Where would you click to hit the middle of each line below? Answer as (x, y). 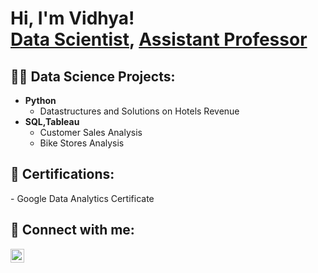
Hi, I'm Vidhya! (72, 18)
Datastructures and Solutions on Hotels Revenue (139, 111)
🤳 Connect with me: (72, 230)
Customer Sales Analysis (91, 132)
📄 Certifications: (62, 174)
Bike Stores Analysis (82, 143)
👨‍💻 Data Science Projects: (93, 76)
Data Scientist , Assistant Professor (159, 39)
